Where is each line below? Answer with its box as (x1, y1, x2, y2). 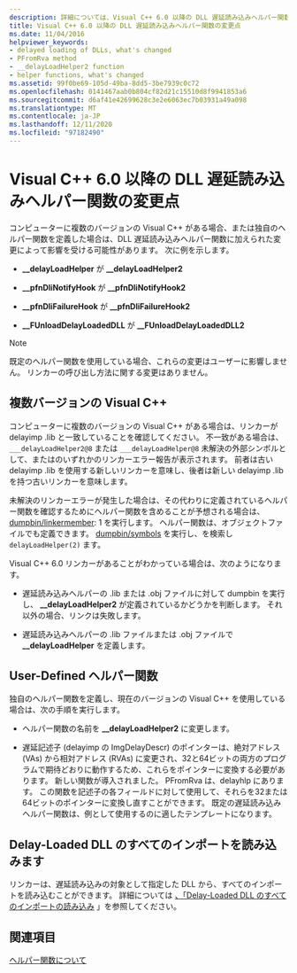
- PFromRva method (9, 54, 77, 63)
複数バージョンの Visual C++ (9, 395, 168, 410)
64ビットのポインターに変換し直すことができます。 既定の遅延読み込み (21, 798, 282, 808)
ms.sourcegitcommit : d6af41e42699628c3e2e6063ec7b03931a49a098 (9, 95, 247, 105)
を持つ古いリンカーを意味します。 (9, 476, 133, 486)
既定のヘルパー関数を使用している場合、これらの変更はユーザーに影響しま (9, 355, 280, 366)
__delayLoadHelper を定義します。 (21, 640, 150, 650)
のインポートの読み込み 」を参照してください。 (9, 901, 182, 912)
